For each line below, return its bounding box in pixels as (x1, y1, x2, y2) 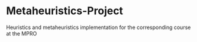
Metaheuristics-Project (6, 4, 123, 18)
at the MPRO (6, 30, 37, 37)
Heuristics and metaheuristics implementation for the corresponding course (6, 24, 191, 31)
